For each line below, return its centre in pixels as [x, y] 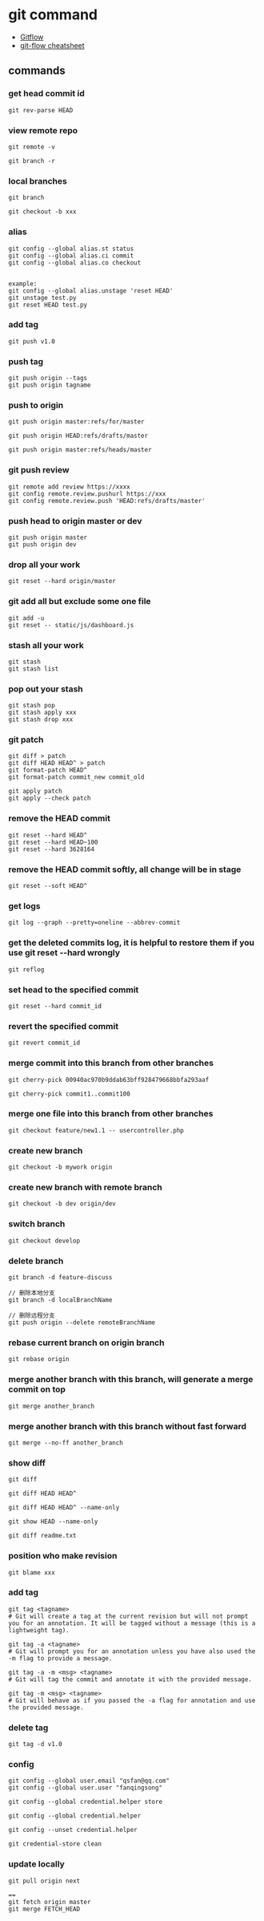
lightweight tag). [39, 1630]
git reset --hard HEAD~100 [53, 842]
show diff [27, 1463]
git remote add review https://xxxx [69, 487]
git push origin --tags [48, 379]
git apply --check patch [50, 798]
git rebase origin [39, 1360]
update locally [37, 1864]
